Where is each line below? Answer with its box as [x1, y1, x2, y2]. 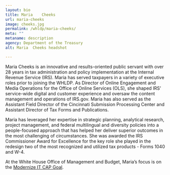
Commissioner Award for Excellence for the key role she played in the [5, 138, 151, 144]
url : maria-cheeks [5, 17, 44, 22]
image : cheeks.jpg [5, 21, 44, 27]
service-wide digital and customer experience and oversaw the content [5, 90, 155, 96]
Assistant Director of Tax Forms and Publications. [5, 107, 109, 113]
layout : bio [5, 7, 31, 13]
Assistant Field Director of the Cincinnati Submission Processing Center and [5, 101, 164, 107]
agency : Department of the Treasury [5, 41, 83, 46]
